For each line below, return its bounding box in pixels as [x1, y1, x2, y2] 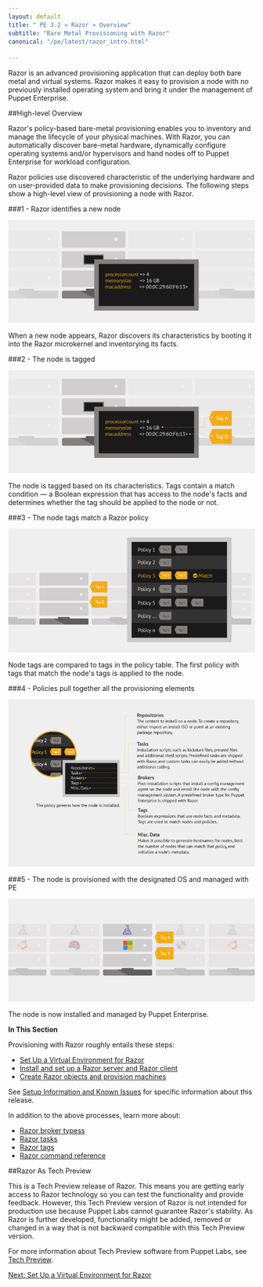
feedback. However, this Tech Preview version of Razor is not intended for [8, 1197, 247, 1207]
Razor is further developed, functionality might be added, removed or [8, 1214, 232, 1224]
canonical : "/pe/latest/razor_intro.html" [8, 38, 149, 46]
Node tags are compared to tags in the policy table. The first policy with [8, 660, 240, 670]
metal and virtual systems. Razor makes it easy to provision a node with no [8, 77, 249, 86]
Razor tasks [19, 1134, 58, 1143]
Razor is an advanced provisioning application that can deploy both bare [8, 68, 242, 78]
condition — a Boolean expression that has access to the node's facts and [8, 489, 247, 499]
